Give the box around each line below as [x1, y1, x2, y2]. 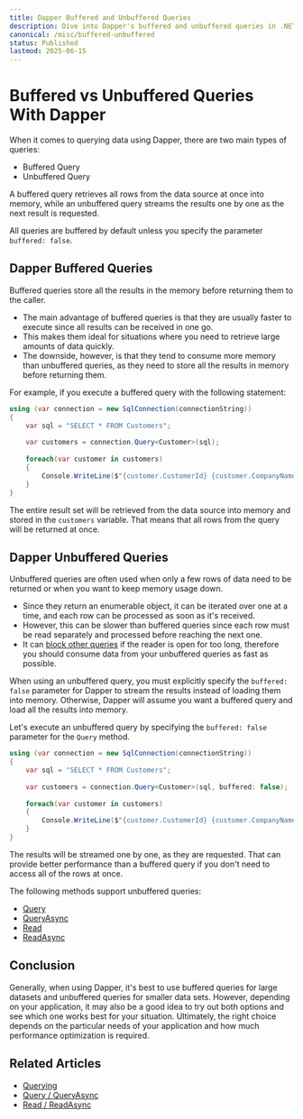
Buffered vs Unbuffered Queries [9, 86, 254, 106]
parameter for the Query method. [9, 731, 131, 742]
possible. [22, 658, 57, 669]
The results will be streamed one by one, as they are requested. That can [9, 848, 281, 859]
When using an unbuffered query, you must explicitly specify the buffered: [9, 675, 289, 686]
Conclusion [9, 958, 76, 974]
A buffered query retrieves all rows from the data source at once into [9, 188, 264, 199]
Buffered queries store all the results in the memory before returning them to [9, 285, 294, 296]
